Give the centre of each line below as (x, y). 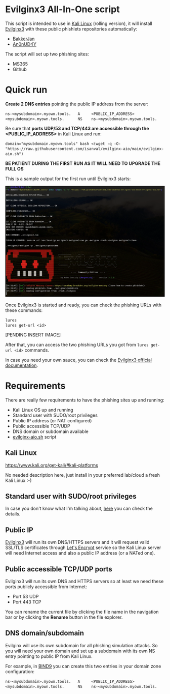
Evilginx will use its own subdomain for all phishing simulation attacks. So (81, 645)
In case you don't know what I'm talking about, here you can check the (79, 509)
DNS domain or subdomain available (50, 431)
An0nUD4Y (24, 44)
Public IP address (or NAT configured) (52, 420)
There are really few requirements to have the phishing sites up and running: (85, 400)
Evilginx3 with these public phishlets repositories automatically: (71, 28)
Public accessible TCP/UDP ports (59, 569)
